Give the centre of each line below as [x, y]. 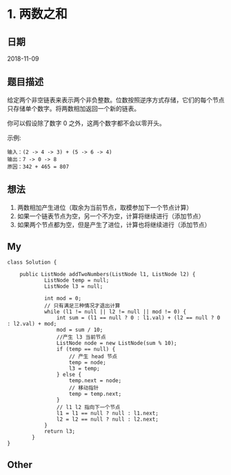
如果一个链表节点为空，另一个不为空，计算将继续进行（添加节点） [111, 216]
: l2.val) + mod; [32, 324]
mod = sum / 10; [80, 330]
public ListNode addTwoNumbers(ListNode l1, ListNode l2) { [108, 275]
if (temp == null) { [86, 349]
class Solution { [32, 262]
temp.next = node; [95, 381]
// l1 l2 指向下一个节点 [88, 408]
